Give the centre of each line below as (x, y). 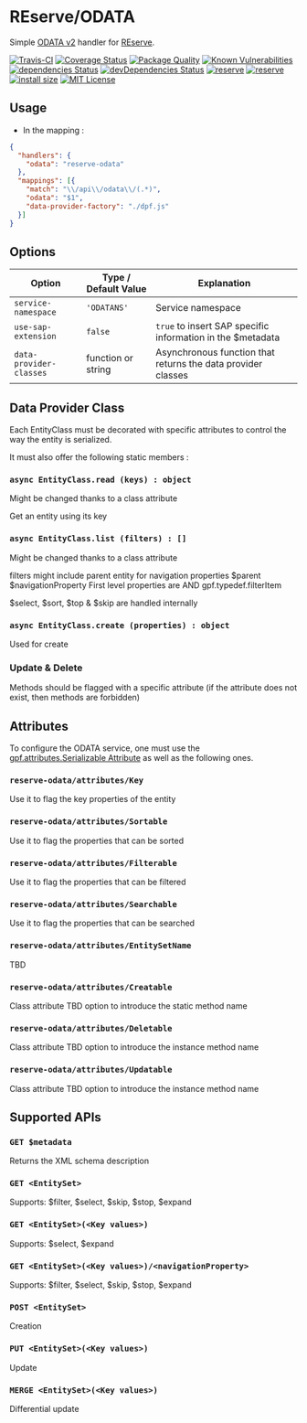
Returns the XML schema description (79, 1161)
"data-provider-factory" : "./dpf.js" (98, 206)
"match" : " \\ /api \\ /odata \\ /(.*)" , (94, 189)
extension (35, 337)
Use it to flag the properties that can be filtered (98, 882)
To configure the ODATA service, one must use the (105, 748)
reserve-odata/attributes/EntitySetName (101, 946)
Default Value (116, 289)
